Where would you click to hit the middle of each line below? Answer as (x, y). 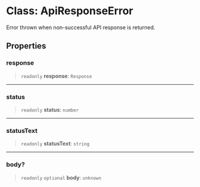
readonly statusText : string (55, 144)
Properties (26, 46)
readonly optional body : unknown (61, 178)
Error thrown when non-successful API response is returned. (81, 27)
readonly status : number (50, 110)
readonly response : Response (56, 76)
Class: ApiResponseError (70, 11)
